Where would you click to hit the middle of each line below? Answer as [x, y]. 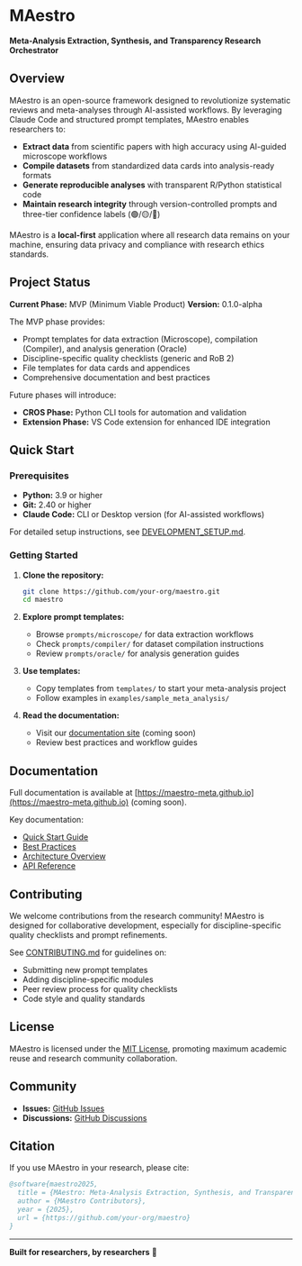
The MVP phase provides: [57, 322]
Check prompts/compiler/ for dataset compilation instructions [150, 644]
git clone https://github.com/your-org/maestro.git [121, 591]
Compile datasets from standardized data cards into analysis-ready [148, 165]
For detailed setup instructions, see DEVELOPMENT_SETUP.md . [128, 532]
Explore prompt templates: [73, 617]
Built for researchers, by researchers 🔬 [83, 1252]
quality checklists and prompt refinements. [89, 934]
